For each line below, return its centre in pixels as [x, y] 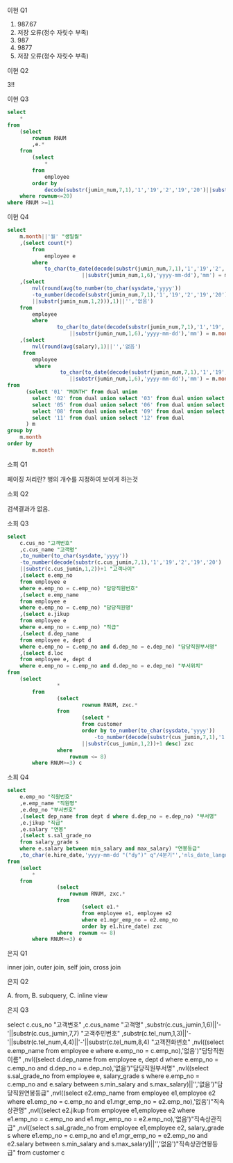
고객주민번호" [102, 1034]
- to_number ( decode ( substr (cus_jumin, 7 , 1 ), [156, 737]
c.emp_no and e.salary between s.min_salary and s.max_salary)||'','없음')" [112, 1084]
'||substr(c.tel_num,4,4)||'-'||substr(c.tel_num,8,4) [79, 1042]
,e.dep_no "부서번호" [48, 809]
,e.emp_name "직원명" [49, 803]
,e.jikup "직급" [42, 823]
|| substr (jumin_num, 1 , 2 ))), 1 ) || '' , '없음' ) [93, 301]
